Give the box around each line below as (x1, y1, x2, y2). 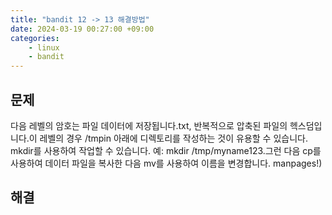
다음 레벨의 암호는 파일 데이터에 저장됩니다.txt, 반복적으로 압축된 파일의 (10, 119, 288, 131)
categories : (10, 33, 60, 43)
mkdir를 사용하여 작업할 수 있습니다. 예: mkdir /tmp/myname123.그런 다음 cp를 (10, 144, 322, 156)
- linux (28, 42, 60, 53)
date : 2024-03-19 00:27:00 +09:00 (10, 24, 155, 34)
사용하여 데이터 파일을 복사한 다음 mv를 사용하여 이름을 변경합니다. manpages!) (10, 157, 323, 169)
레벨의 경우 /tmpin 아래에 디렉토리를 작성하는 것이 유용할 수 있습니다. (39, 132, 308, 144)
